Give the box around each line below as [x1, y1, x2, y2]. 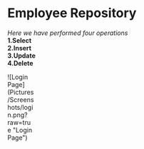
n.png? [7, 111, 28, 119]
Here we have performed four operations [7, 29, 128, 37]
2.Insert [7, 43, 32, 52]
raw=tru [7, 118, 31, 126]
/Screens [7, 95, 34, 104]
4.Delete [7, 58, 34, 67]
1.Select [7, 36, 32, 44]
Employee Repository [7, 5, 137, 21]
